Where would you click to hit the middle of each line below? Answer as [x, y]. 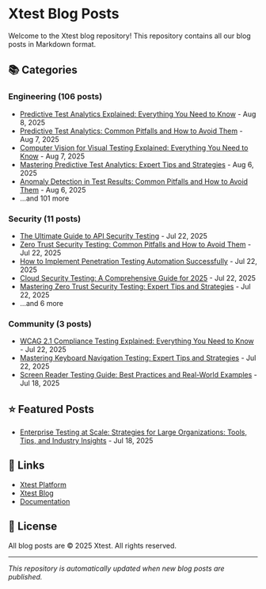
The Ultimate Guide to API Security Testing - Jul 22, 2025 [114, 235]
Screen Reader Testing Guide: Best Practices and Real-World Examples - [138, 375]
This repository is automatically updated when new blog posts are [116, 568]
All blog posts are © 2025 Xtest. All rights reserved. [92, 545]
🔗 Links [27, 466]
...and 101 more [44, 198]
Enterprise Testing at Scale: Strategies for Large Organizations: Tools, [133, 432]
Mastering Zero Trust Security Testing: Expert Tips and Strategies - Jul [135, 286]
